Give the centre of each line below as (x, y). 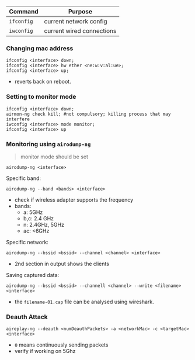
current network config (76, 21)
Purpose (80, 11)
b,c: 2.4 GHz (39, 218)
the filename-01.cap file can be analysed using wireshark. (84, 302)
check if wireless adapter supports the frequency (74, 200)
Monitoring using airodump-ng (48, 144)
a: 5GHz (33, 212)
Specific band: (24, 178)
